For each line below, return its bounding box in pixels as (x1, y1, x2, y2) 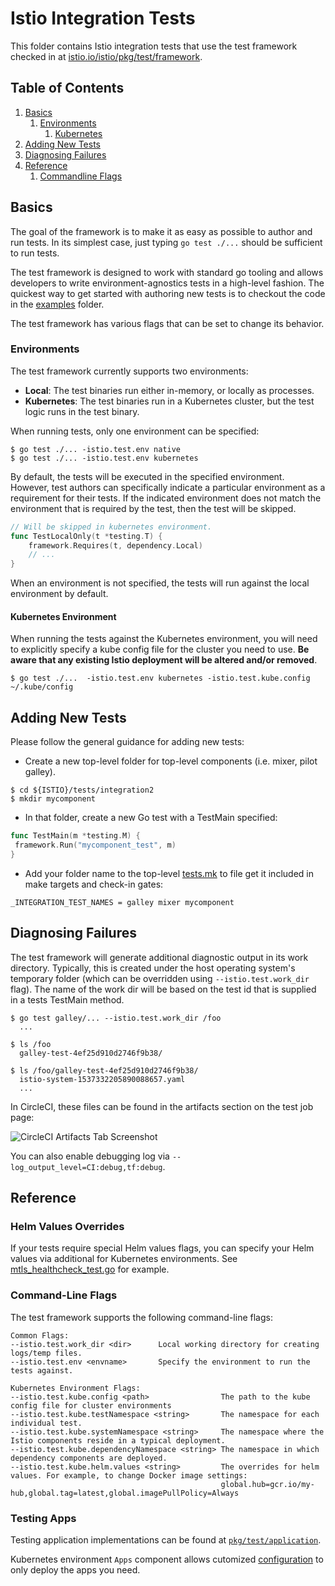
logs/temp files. (10, 1348, 83, 1358)
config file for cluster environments (10, 1400, 172, 1411)
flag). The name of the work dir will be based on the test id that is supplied (10, 983, 317, 995)
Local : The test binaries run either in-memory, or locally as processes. (24, 384, 315, 396)
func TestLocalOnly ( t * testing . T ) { (10, 531, 163, 541)
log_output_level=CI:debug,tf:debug (10, 1162, 163, 1172)
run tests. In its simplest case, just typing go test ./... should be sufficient (10, 236, 323, 248)
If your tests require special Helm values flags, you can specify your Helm (10, 1242, 315, 1254)
